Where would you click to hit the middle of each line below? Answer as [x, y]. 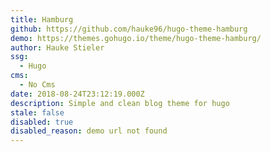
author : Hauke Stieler [57, 47]
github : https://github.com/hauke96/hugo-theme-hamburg [129, 29]
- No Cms [37, 85]
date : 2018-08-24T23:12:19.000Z [77, 94]
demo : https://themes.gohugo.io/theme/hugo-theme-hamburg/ [136, 38]
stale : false [37, 112]
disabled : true [42, 122]
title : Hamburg [42, 19]
